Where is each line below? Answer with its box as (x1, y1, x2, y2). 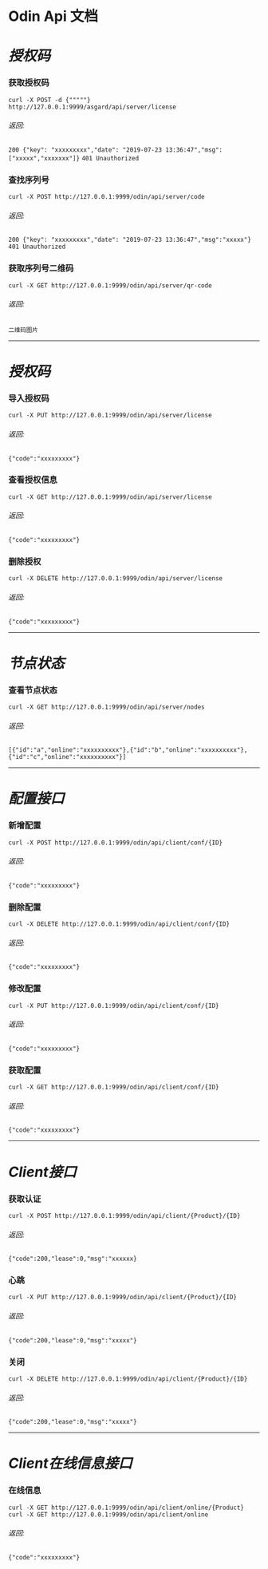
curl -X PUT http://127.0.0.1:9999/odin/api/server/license (8, 412, 213, 420)
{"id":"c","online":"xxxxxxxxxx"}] (8, 753, 127, 761)
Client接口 (8, 1163, 77, 1181)
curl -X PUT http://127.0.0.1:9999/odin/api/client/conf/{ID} (8, 1002, 219, 1010)
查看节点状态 (8, 684, 58, 695)
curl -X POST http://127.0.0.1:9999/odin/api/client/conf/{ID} (8, 839, 223, 847)
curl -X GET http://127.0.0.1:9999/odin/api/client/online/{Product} (8, 1504, 245, 1512)
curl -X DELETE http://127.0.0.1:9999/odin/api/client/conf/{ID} (8, 920, 230, 928)
